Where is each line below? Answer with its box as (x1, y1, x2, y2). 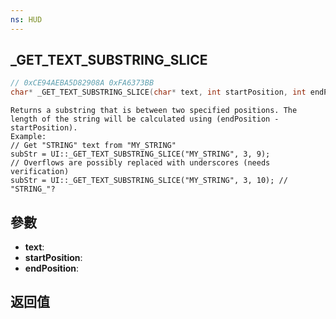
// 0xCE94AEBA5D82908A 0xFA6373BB (10, 78, 155, 88)
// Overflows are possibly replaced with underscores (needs (10, 158, 271, 168)
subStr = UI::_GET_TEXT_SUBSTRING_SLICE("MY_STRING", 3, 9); (10, 149, 271, 160)
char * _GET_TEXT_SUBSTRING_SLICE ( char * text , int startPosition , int (10, 87, 307, 98)
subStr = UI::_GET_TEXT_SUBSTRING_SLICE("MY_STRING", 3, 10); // (10, 176, 288, 186)
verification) (10, 167, 70, 177)
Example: (10, 132, 47, 142)
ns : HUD (10, 14, 43, 25)
